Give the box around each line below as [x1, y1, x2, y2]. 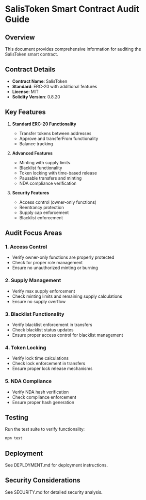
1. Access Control [5, 243, 47, 250]
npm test [5, 436, 23, 441]
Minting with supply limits [19, 159, 70, 165]
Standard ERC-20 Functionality [12, 121, 77, 127]
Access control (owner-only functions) [19, 199, 97, 205]
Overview [5, 33, 35, 41]
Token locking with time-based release [19, 170, 97, 176]
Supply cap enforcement [19, 210, 69, 215]
